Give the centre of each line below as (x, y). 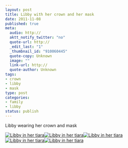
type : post (16, 93)
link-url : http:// (29, 65)
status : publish (22, 111)
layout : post (19, 10)
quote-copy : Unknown (31, 56)
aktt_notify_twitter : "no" (37, 38)
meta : (11, 28)
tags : (11, 74)
